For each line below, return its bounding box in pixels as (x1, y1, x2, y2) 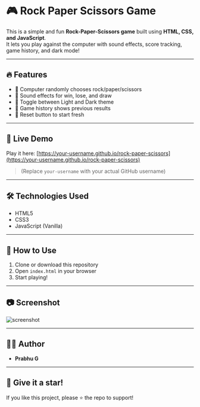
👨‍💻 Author (6, 339, 45, 349)
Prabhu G (14, 355, 39, 362)
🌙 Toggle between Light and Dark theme (14, 98, 114, 105)
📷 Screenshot (6, 297, 61, 307)
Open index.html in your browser (14, 268, 97, 275)
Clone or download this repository (14, 261, 99, 268)
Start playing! (14, 274, 48, 281)
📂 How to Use (6, 245, 57, 256)
